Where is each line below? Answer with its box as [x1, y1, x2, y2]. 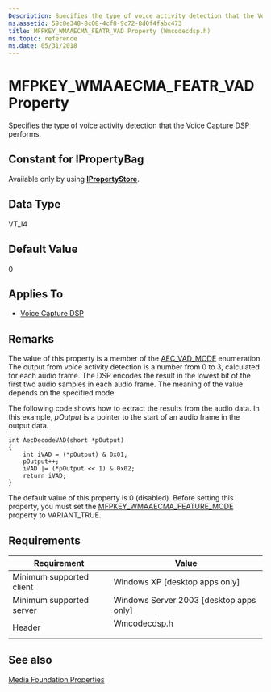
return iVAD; [23, 472, 67, 480]
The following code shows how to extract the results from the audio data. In [8, 403, 260, 413]
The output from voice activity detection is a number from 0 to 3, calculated [8, 362, 261, 372]
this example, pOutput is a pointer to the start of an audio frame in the [8, 412, 240, 422]
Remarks [8, 332, 55, 346]
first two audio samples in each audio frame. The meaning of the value [8, 379, 244, 389]
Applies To [8, 287, 64, 301]
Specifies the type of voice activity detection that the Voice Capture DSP [8, 120, 250, 130]
